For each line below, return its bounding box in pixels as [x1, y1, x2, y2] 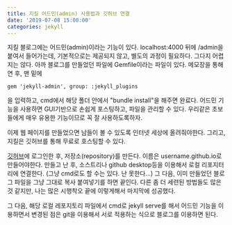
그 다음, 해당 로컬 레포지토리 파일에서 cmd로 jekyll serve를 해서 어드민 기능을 [7, 201, 217, 210]
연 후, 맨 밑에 [7, 69, 43, 77]
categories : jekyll [7, 23, 64, 30]
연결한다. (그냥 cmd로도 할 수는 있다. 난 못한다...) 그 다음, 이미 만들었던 [19, 169, 213, 178]
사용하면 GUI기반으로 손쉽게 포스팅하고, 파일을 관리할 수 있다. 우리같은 [19, 105, 210, 114]
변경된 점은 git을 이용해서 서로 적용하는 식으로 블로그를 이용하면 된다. [31, 210, 219, 219]
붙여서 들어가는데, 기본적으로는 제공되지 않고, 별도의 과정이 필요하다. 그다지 [7, 52, 211, 60]
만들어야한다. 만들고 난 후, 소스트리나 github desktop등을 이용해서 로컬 [7, 161, 200, 169]
